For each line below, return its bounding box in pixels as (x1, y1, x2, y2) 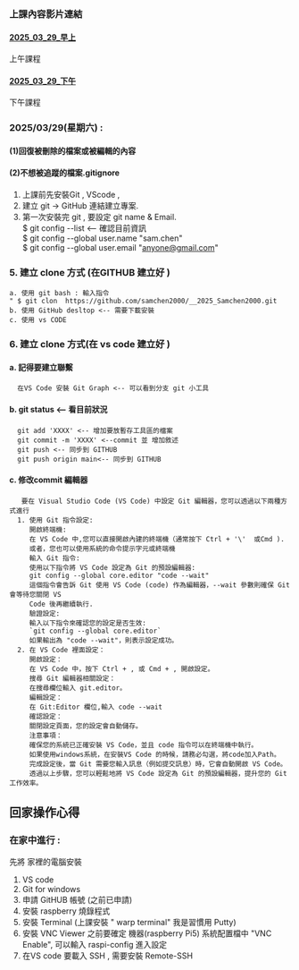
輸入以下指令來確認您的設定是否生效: (29, 618, 147, 627)
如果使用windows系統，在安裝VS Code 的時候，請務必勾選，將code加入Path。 (29, 750, 281, 759)
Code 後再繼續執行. (29, 600, 94, 608)
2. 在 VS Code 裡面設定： (17, 645, 105, 654)
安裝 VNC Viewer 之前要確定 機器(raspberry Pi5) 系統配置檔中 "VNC (21, 928, 272, 939)
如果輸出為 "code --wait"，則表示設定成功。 (29, 635, 179, 645)
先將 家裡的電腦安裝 (9, 856, 82, 867)
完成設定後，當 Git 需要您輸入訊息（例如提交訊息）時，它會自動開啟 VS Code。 (29, 759, 287, 769)
